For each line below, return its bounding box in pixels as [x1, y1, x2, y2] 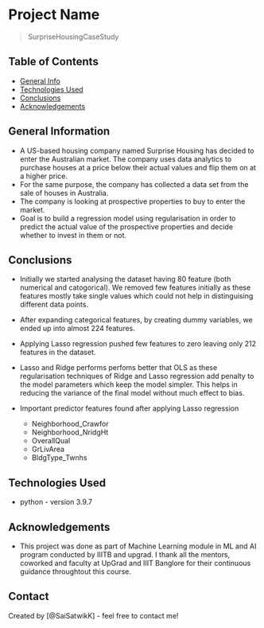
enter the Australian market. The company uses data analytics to [19, 154, 232, 164]
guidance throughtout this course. [19, 567, 132, 576]
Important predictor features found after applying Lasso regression [19, 404, 239, 413]
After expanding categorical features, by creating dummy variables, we [19, 315, 253, 325]
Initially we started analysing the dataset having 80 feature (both [19, 275, 231, 284]
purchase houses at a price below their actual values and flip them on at [19, 162, 257, 172]
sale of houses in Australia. [19, 188, 109, 197]
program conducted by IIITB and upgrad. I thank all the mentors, [19, 550, 231, 559]
